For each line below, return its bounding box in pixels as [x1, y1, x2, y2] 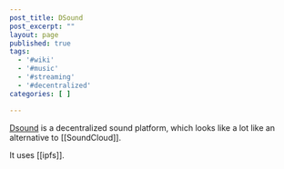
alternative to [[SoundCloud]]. [9, 132, 121, 143]
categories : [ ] [9, 89, 71, 98]
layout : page [9, 30, 59, 39]
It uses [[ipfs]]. [9, 149, 66, 160]
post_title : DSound [9, 13, 84, 23]
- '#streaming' [17, 73, 76, 82]
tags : [9, 47, 30, 56]
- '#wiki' [17, 55, 55, 65]
